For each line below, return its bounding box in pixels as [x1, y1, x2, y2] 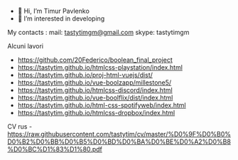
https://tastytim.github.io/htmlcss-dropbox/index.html [17, 109, 175, 117]
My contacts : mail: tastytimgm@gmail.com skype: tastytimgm [7, 28, 190, 36]
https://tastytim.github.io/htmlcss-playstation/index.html [17, 63, 183, 71]
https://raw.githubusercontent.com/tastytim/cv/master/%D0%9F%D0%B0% [7, 130, 231, 138]
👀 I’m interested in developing [17, 14, 105, 23]
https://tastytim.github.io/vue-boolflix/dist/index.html [17, 93, 173, 102]
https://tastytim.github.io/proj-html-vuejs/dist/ [17, 71, 153, 79]
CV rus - [7, 122, 33, 131]
